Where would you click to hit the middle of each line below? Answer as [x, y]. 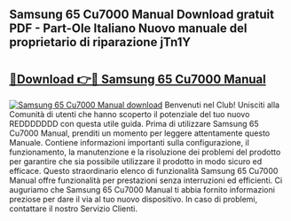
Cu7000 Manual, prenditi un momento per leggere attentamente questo [140, 133]
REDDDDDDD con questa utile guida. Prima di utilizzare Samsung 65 [134, 124]
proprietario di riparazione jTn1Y [100, 42]
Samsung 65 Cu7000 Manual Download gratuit [142, 15]
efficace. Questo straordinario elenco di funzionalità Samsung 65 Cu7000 [144, 171]
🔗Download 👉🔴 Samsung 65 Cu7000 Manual [138, 79]
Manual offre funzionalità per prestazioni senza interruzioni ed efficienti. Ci [146, 180]
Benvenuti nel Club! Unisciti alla [222, 105]
